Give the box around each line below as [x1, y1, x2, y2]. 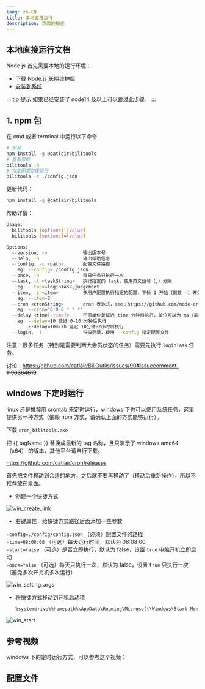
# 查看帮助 [6, 156, 31, 162]
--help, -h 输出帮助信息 [12, 255, 110, 262]
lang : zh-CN [6, 9, 37, 15]
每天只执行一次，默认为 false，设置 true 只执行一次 [59, 561, 189, 568]
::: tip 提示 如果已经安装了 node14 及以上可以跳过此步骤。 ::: [6, 96, 157, 103]
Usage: [6, 222, 23, 228]
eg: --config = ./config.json [17, 267, 88, 273]
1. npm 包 [6, 115, 41, 126]
